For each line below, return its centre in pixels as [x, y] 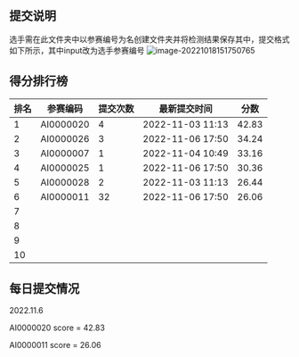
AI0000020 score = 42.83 [57, 328]
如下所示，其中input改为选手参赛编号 [77, 50]
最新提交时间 [186, 108]
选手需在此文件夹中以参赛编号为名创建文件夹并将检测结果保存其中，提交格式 [149, 39]
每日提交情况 [44, 289]
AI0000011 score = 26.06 [55, 345]
